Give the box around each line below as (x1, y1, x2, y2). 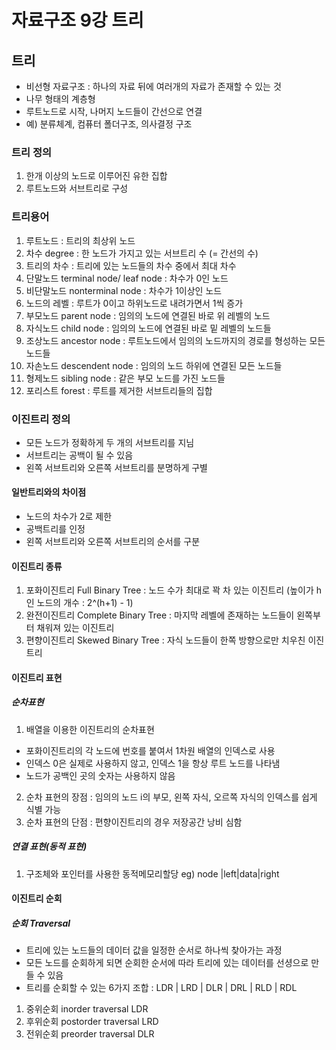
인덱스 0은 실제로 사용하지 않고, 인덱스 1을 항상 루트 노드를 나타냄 (25, 757, 281, 769)
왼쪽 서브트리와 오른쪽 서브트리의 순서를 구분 (25, 536, 201, 548)
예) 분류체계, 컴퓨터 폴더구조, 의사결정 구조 (25, 118, 193, 130)
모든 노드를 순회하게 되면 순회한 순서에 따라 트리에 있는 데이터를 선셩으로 (25, 957, 309, 969)
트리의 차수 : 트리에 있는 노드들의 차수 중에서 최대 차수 (25, 259, 237, 271)
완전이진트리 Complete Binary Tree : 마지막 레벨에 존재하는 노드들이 (25, 609, 295, 621)
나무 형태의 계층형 (25, 93, 96, 105)
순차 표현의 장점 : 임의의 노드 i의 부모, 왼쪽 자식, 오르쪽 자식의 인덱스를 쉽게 (25, 791, 318, 803)
